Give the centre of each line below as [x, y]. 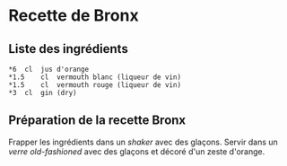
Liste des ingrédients [69, 49]
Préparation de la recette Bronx [97, 121]
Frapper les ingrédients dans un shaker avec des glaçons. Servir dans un [143, 142]
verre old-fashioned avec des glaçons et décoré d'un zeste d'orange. [137, 151]
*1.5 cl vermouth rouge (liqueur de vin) [95, 85]
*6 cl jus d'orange [49, 69]
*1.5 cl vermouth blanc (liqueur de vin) [95, 77]
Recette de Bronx [74, 16]
